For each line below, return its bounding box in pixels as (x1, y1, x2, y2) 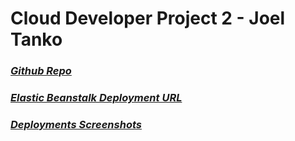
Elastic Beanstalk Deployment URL (10, 91, 183, 105)
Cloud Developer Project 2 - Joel (10, 7, 286, 30)
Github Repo (10, 64, 72, 78)
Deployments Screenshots (10, 117, 142, 131)
